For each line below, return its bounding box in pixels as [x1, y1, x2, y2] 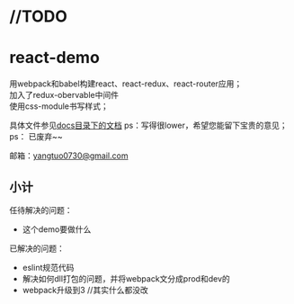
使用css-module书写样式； [9, 101, 110, 112]
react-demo [9, 48, 101, 68]
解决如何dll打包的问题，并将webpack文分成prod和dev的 [22, 273, 231, 284]
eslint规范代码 [22, 262, 75, 273]
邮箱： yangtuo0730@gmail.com [9, 150, 129, 161]
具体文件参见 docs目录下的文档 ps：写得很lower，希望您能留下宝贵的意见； [9, 120, 288, 131]
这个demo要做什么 [22, 223, 92, 235]
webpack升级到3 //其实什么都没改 [22, 284, 148, 295]
